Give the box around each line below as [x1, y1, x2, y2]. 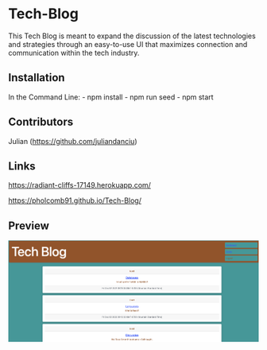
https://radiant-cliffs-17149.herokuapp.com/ [8, 181, 151, 190]
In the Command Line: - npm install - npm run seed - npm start [8, 92, 214, 102]
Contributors [8, 115, 74, 129]
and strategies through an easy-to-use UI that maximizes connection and [8, 39, 248, 49]
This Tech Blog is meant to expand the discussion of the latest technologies [8, 31, 256, 41]
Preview [8, 219, 50, 232]
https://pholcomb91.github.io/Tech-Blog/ [8, 196, 141, 205]
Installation [8, 71, 65, 84]
